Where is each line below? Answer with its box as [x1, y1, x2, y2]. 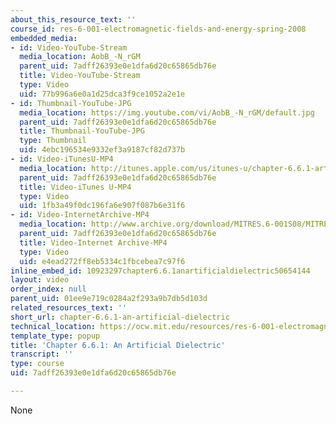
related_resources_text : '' [10, 303, 128, 313]
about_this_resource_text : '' [10, 14, 137, 25]
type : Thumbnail [19, 136, 87, 146]
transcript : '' [10, 349, 74, 360]
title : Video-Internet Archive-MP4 [19, 237, 168, 248]
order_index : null [10, 284, 87, 295]
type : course [10, 359, 65, 369]
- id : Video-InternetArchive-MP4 [10, 210, 150, 220]
